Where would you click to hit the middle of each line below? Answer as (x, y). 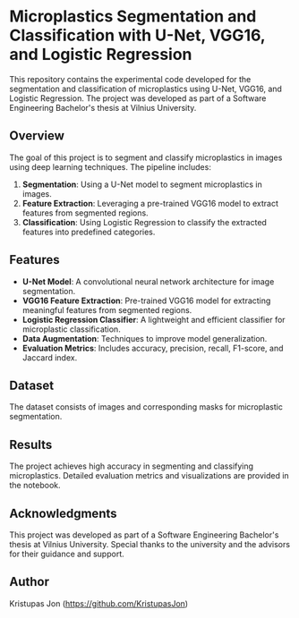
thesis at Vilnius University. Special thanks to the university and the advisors (150, 544)
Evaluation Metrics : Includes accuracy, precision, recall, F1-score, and (153, 348)
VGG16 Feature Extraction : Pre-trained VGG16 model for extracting (146, 301)
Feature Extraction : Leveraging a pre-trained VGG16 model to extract (150, 203)
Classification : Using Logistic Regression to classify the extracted (144, 222)
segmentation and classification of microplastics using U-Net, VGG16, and (145, 89)
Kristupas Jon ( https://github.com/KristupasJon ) (99, 603)
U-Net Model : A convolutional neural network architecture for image (148, 281)
